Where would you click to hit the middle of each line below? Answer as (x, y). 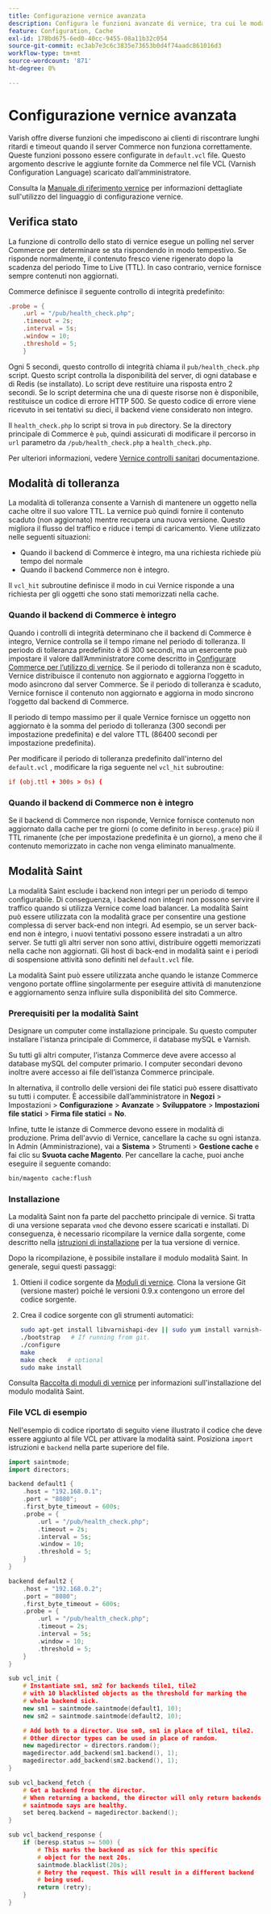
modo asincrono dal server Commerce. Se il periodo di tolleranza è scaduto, (135, 684)
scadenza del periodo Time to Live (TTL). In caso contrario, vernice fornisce (135, 267)
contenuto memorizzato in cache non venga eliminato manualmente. (122, 846)
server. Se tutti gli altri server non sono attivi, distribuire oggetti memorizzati (135, 942)
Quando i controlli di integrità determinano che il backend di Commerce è (130, 633)
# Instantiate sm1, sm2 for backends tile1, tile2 (110, 1686)
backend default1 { (41, 1484)
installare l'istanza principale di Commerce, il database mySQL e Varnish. (130, 1040)
